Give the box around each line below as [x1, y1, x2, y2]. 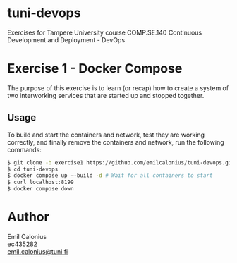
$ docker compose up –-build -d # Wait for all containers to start [7, 172, 213, 179]
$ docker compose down [7, 185, 74, 192]
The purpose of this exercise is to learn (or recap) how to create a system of [7, 83, 229, 92]
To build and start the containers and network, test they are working [7, 130, 205, 139]
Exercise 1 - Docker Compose [7, 61, 183, 77]
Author [7, 209, 49, 225]
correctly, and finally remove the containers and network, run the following [7, 137, 224, 146]
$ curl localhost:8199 [7, 178, 74, 186]
